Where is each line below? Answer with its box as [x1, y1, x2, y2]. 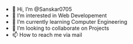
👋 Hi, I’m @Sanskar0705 [11, 6, 72, 12]
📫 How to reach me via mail [11, 32, 82, 38]
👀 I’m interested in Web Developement [11, 12, 107, 19]
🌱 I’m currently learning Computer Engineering [11, 18, 128, 25]
